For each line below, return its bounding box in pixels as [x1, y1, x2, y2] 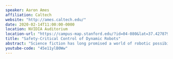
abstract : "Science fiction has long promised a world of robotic [5, 41, 151, 46]
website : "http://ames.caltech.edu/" [5, 17, 86, 22]
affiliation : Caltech [5, 12, 52, 17]
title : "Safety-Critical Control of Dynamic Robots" [5, 36, 121, 42]
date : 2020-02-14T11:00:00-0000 [5, 22, 75, 27]
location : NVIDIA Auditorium [5, 27, 68, 32]
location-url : [5, 31, 36, 36]
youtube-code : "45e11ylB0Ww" [5, 46, 68, 51]
